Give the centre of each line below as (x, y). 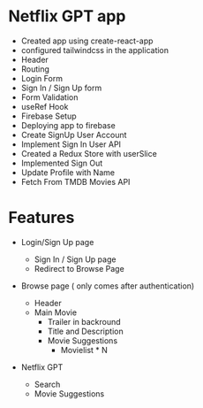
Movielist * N (84, 350)
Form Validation (49, 97)
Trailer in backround (84, 321)
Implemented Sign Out (62, 163)
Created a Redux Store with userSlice (89, 153)
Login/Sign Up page (57, 242)
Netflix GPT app (67, 16)
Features (41, 218)
